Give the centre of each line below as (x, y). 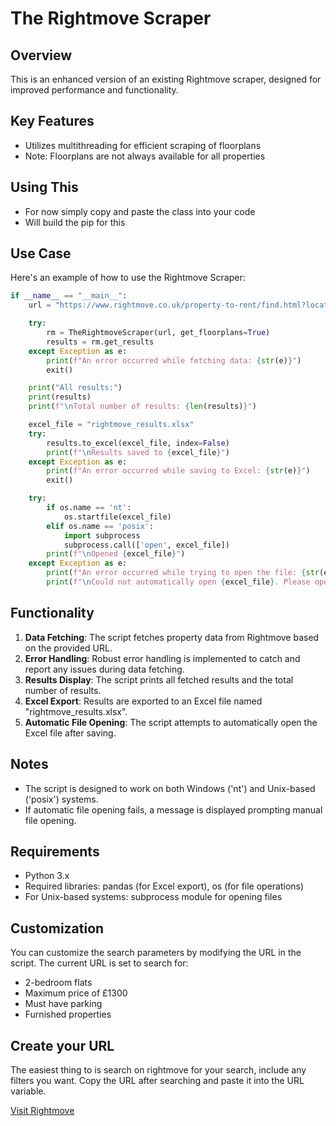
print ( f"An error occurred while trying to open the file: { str (183, 573)
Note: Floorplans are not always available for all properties (145, 156)
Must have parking (63, 1004)
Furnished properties (68, 1014)
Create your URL (62, 1045)
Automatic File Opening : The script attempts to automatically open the (171, 722)
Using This (44, 187)
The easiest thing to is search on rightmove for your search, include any (158, 1070)
